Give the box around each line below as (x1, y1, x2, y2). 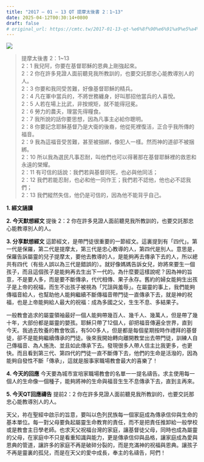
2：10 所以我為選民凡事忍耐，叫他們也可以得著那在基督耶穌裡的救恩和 (21, 153, 197, 161)
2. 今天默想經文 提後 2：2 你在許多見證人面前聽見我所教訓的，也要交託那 (6, 217, 189, 225)
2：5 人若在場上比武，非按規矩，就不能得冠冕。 (21, 100, 141, 108)
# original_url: (6, 26, 47, 32)
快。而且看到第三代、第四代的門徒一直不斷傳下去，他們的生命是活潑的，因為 (6, 350, 198, 357)
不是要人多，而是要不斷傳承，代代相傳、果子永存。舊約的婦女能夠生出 (16, 276, 192, 283)
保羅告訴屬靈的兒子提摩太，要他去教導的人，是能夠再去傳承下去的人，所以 (6, 253, 192, 260)
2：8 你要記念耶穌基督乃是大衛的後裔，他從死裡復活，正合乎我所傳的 (21, 123, 194, 131)
